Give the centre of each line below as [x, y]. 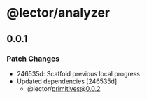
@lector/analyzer [58, 13]
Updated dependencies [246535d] [67, 81]
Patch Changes [33, 59]
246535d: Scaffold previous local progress [78, 73]
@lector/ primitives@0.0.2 [64, 88]
